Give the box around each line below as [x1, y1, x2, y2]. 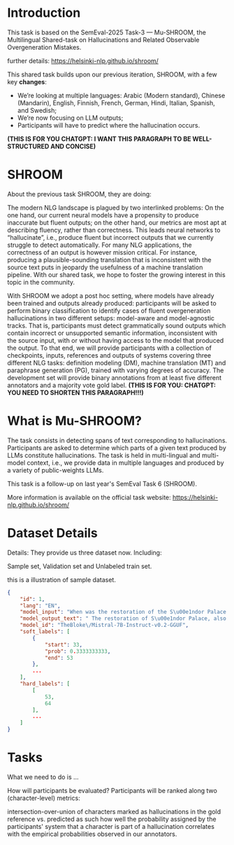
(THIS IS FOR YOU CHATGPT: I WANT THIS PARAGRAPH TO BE [7, 135, 191, 143]
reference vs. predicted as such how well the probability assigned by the [7, 815, 217, 823]
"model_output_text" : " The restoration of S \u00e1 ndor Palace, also [20, 615, 227, 622]
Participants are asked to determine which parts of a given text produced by [7, 443, 227, 452]
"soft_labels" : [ [20, 628, 71, 635]
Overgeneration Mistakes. [7, 43, 82, 51]
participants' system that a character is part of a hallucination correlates [7, 822, 215, 830]
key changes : [7, 77, 47, 86]
